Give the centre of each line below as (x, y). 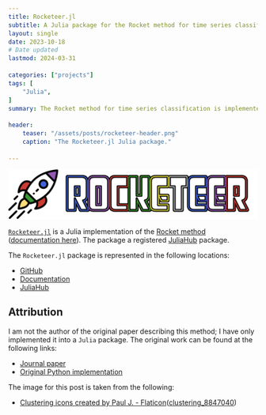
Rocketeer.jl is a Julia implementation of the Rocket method (107, 232)
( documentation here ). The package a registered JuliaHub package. (119, 240)
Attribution (36, 312)
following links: (32, 348)
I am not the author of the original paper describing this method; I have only (131, 331)
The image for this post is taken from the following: (91, 387)
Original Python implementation (71, 372)
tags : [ (21, 83)
